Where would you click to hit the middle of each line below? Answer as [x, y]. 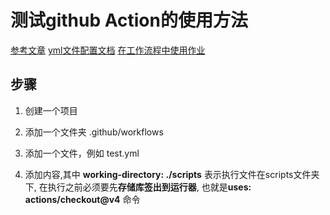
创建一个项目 [51, 110]
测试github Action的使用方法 [129, 20]
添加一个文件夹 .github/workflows [94, 132]
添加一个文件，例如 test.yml [82, 153]
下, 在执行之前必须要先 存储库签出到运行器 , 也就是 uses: [138, 187]
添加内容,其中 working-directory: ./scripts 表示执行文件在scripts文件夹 [172, 174]
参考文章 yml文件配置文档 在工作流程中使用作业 [108, 50]
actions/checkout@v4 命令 [82, 199]
